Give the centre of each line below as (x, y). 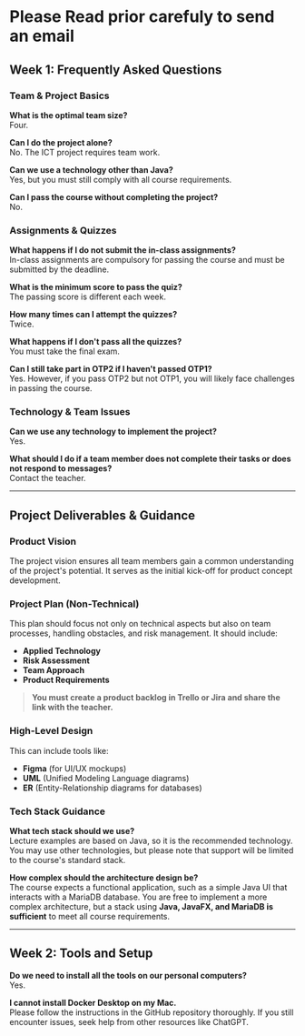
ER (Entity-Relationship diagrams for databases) (112, 788)
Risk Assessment (56, 660)
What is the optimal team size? (69, 115)
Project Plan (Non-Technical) (74, 604)
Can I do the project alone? (61, 142)
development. (35, 580)
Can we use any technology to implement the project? (113, 432)
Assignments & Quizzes (63, 230)
